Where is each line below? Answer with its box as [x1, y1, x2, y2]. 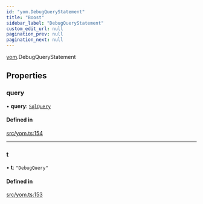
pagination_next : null [6, 37, 63, 43]
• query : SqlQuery [6, 102, 51, 110]
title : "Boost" [6, 14, 45, 20]
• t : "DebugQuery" [6, 164, 48, 172]
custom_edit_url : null [6, 25, 63, 32]
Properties [6, 70, 47, 81]
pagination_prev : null [6, 31, 63, 37]
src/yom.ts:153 [6, 191, 43, 199]
